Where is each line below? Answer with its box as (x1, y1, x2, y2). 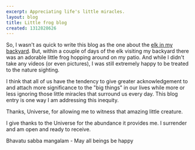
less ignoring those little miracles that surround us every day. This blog (6, 90, 179, 97)
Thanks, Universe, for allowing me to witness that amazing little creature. (6, 108, 183, 115)
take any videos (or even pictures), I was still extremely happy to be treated (6, 60, 189, 67)
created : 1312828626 (6, 25, 57, 31)
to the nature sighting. (6, 66, 60, 74)
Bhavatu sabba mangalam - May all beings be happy (6, 137, 134, 145)
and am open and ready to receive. (6, 126, 91, 133)
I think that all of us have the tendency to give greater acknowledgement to (6, 78, 189, 85)
